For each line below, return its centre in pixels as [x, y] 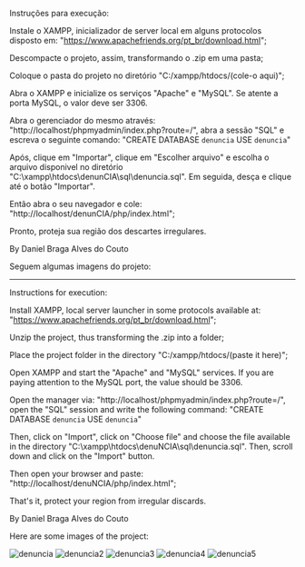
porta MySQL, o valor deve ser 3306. [79, 103]
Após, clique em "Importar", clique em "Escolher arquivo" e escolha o [139, 157]
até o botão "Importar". [52, 186]
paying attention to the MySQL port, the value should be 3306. [126, 382]
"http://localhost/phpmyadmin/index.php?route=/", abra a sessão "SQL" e [147, 130]
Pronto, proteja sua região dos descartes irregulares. [108, 231]
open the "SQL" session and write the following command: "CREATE [137, 409]
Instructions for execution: [59, 293]
